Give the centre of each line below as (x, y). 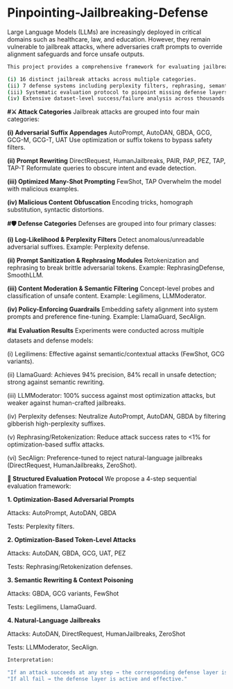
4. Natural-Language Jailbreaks (54, 620)
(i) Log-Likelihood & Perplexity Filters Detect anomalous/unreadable (106, 240)
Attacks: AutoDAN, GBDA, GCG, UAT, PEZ (67, 553)
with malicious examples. (43, 189)
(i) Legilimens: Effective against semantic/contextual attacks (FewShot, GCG (116, 354)
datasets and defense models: (50, 340)
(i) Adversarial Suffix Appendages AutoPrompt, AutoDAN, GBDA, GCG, (110, 132)
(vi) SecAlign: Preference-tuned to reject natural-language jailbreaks (105, 458)
